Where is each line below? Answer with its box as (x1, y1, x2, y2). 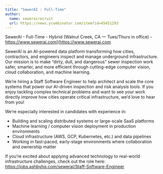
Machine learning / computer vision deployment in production (12, 123, 136, 129)
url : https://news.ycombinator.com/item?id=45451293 (9, 20, 119, 26)
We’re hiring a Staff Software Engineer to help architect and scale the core (5, 79, 154, 85)
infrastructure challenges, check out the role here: (5, 158, 106, 164)
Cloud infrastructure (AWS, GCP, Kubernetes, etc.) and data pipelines (12, 134, 152, 139)
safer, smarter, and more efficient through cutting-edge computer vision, (5, 64, 151, 70)
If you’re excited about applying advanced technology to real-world (5, 154, 140, 159)
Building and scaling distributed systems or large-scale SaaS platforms (12, 118, 154, 124)
